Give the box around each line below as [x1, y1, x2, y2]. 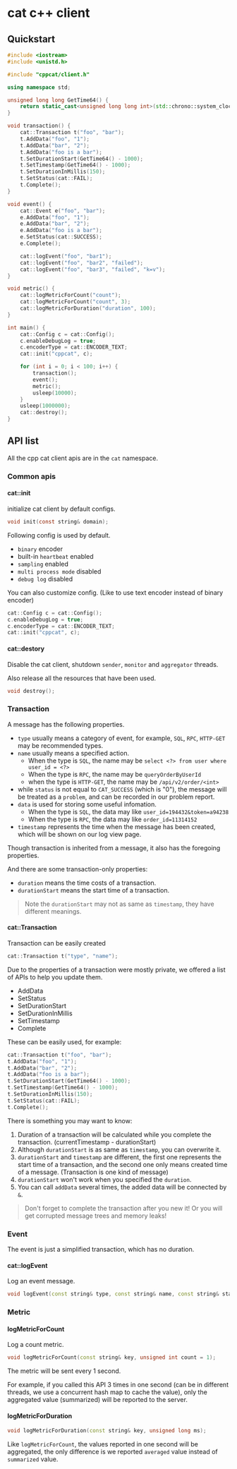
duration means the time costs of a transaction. [17, 878, 157, 887]
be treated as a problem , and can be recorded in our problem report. [17, 792, 215, 801]
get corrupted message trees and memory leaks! [24, 1211, 167, 1220]
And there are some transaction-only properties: [7, 864, 148, 873]
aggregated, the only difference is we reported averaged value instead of [7, 1448, 219, 1456]
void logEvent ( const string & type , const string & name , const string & [7, 1290, 219, 1298]
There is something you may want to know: [7, 1116, 133, 1125]
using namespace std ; [7, 83, 71, 91]
